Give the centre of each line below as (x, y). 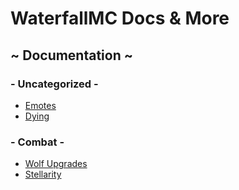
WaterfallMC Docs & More (120, 18)
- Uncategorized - (54, 84)
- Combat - (37, 142)
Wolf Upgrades (56, 164)
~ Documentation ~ (71, 55)
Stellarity (43, 174)
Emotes (40, 105)
